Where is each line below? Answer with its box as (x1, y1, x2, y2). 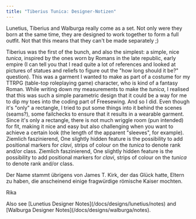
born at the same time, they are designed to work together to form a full (6, 30, 179, 38)
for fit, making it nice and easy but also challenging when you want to (6, 123, 174, 130)
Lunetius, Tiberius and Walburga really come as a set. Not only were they (6, 25, 183, 32)
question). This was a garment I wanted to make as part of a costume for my (6, 73, 190, 80)
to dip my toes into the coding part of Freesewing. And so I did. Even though (6, 98, 190, 105)
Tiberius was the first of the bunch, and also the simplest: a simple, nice (6, 48, 180, 55)
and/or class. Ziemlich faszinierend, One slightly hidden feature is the (6, 147, 173, 155)
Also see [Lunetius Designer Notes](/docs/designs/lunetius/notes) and (6, 200, 177, 207)
